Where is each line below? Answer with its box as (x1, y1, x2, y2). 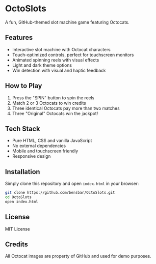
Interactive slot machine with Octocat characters (12, 46, 111, 52)
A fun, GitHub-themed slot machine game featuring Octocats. (5, 19, 130, 25)
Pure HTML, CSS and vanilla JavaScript (12, 138, 92, 144)
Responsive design (12, 153, 51, 159)
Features (5, 33, 33, 42)
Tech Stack (5, 124, 40, 133)
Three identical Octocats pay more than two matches (12, 105, 120, 111)
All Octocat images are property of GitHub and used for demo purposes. (5, 253, 151, 259)
